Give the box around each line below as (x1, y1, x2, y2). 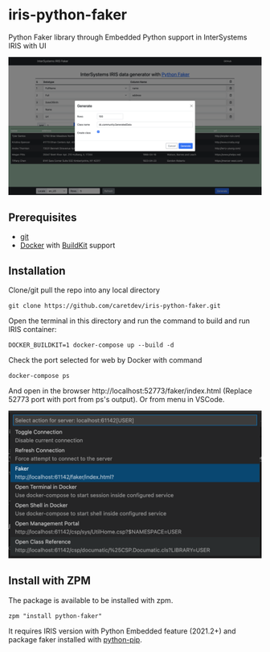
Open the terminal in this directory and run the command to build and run (8, 316, 251, 326)
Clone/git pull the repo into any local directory (8, 285, 161, 295)
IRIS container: (8, 325, 57, 334)
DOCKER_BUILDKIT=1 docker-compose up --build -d (8, 341, 174, 350)
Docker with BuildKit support (19, 240, 116, 251)
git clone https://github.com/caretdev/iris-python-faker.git (8, 302, 221, 310)
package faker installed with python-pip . (8, 634, 142, 644)
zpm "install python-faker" (8, 612, 103, 620)
